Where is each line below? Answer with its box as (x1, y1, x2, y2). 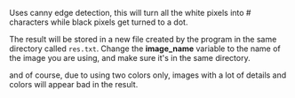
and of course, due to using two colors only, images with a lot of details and (9, 70, 287, 80)
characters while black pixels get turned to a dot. (9, 17, 188, 27)
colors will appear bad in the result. (9, 79, 139, 89)
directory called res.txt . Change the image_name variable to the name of (9, 43, 282, 54)
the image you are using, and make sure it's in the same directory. (9, 53, 251, 63)
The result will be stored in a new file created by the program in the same (9, 34, 277, 44)
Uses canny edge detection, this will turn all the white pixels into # (9, 8, 251, 18)
